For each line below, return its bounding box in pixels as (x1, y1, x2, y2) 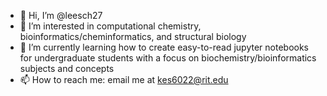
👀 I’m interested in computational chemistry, (19, 20, 202, 32)
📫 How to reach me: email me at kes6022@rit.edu (19, 74, 229, 85)
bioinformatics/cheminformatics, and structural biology (19, 31, 247, 42)
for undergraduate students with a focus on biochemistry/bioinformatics (19, 52, 317, 64)
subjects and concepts (19, 63, 115, 74)
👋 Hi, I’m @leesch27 (19, 10, 103, 21)
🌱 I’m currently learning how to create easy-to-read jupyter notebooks (19, 41, 309, 53)
